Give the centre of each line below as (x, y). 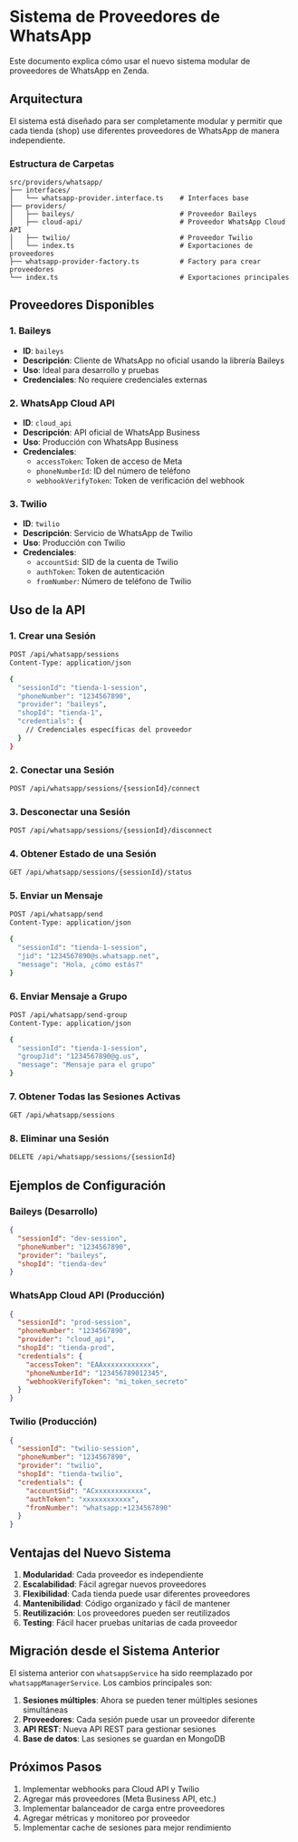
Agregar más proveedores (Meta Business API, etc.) (120, 1799)
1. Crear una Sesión (53, 636)
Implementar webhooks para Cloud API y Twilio (111, 1789)
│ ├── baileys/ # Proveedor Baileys (133, 215)
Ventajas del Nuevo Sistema (90, 1553)
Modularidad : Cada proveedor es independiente (113, 1574)
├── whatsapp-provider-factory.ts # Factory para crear (135, 262)
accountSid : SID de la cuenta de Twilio (107, 562)
